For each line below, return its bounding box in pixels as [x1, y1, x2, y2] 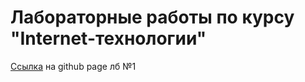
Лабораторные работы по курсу [10, 6, 295, 29]
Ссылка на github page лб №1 [10, 60, 137, 72]
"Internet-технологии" [10, 27, 207, 50]
